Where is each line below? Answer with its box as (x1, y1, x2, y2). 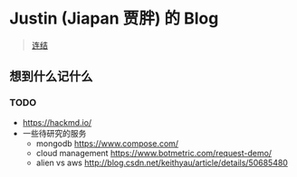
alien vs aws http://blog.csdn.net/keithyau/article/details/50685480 (35, 157, 288, 168)
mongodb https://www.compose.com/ (35, 137, 179, 149)
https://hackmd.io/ (22, 116, 92, 127)
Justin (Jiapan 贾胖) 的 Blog (9, 8, 219, 29)
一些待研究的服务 (22, 127, 87, 138)
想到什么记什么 (9, 69, 93, 84)
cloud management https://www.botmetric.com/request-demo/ (35, 147, 273, 158)
